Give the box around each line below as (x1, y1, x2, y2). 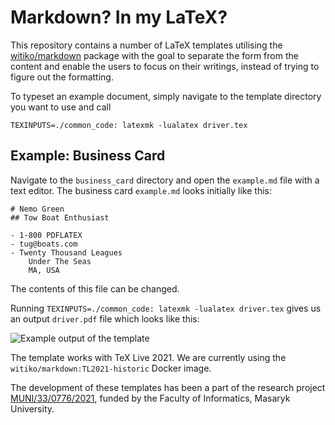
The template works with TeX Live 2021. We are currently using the (10, 351, 287, 363)
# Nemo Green (10, 204, 65, 214)
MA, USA (28, 265, 60, 275)
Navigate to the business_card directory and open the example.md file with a (10, 174, 320, 186)
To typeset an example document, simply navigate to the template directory (10, 90, 322, 102)
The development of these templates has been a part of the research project (10, 381, 326, 393)
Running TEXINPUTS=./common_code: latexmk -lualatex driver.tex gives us (10, 302, 322, 314)
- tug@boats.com (10, 239, 78, 249)
